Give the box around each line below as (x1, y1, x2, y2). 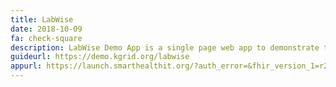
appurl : (10, 61, 43, 71)
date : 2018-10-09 (10, 24, 83, 34)
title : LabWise (10, 14, 74, 25)
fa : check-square (10, 33, 83, 43)
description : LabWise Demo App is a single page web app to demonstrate (10, 42, 320, 53)
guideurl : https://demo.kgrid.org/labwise (10, 52, 190, 62)
